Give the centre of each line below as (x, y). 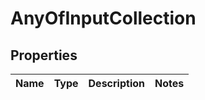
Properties (44, 55)
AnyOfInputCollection (103, 18)
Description (116, 83)
